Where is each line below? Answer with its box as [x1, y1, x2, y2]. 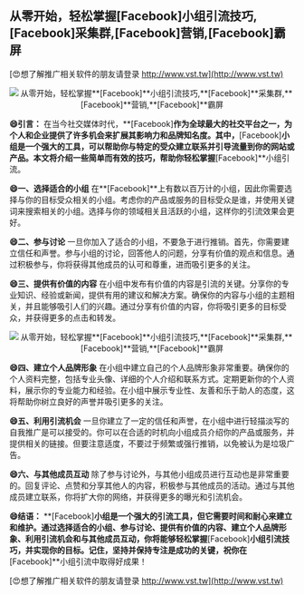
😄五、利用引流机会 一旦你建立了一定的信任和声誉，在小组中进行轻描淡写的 [9, 415, 290, 426]
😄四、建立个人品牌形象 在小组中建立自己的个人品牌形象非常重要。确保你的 [9, 362, 290, 373]
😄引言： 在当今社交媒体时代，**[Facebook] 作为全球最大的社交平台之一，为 [9, 118, 292, 129]
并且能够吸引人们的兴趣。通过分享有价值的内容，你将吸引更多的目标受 [24, 300, 287, 311]
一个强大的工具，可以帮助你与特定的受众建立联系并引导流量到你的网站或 [24, 141, 295, 151]
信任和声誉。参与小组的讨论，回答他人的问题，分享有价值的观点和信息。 [16, 248, 287, 258]
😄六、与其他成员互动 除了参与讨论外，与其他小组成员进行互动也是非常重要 [9, 468, 290, 479]
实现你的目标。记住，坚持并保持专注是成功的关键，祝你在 [33, 544, 247, 555]
